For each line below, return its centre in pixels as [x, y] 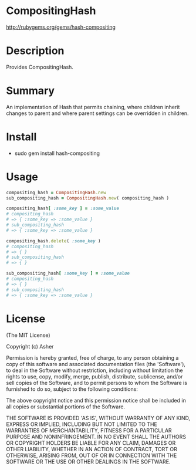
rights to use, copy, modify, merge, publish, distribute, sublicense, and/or [94, 376]
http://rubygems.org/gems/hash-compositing [61, 27]
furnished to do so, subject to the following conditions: [72, 389]
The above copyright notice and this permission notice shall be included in [96, 400]
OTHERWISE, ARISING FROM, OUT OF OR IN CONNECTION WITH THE [92, 455]
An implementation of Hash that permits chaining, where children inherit [93, 107]
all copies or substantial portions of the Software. [65, 407]
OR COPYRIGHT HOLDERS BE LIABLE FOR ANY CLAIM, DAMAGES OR [91, 443]
